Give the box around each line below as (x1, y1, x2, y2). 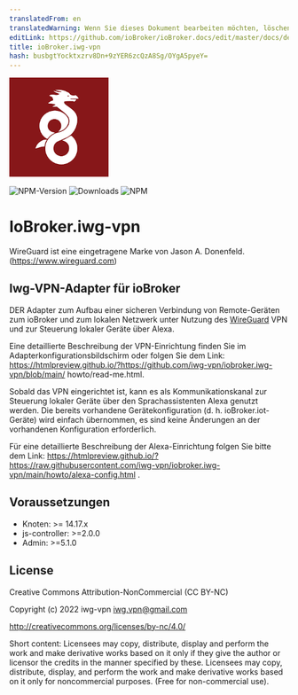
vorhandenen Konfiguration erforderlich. (9, 424, 157, 434)
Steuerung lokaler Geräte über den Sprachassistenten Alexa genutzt (9, 395, 259, 406)
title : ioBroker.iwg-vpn (9, 43, 101, 51)
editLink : (9, 33, 46, 42)
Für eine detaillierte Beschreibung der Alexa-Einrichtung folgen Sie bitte (9, 441, 272, 451)
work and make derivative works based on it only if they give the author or (9, 647, 281, 658)
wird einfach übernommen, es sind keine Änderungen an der (38, 414, 261, 425)
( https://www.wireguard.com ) (9, 255, 118, 266)
